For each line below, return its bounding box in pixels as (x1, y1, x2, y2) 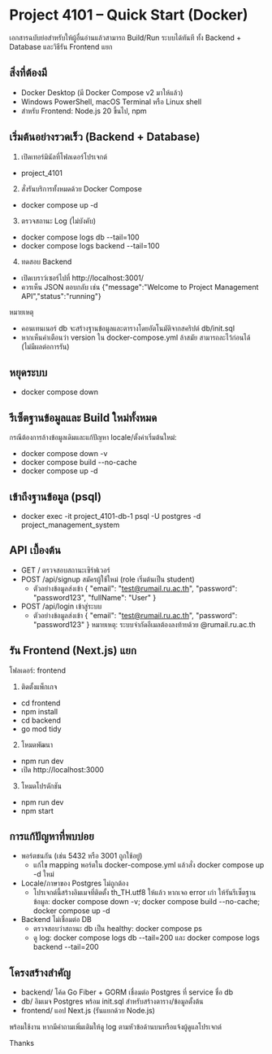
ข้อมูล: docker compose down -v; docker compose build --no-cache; (32, 897, 261, 907)
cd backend (20, 715, 62, 725)
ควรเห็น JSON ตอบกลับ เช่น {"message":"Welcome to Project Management (20, 282, 259, 292)
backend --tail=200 (32, 942, 100, 952)
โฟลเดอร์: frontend (9, 665, 67, 675)
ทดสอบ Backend (20, 257, 72, 266)
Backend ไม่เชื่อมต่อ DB (20, 915, 93, 924)
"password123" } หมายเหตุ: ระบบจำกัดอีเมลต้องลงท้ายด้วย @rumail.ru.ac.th (32, 619, 257, 629)
